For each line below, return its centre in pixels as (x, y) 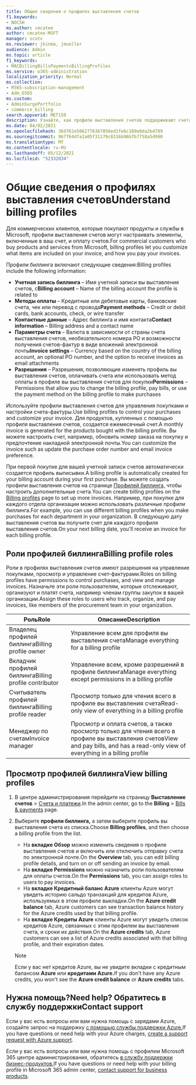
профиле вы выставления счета (116, 703)
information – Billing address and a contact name (74, 326)
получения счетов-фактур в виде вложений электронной (86, 345)
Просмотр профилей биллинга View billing (87, 774)
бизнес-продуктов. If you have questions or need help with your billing (91, 1063)
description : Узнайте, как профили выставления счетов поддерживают (91, 121)
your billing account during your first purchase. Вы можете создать (88, 479)
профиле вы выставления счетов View (125, 738)
